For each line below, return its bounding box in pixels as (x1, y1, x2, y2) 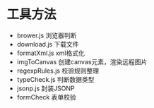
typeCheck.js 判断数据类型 (16, 75, 95, 83)
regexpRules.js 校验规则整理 (16, 66, 100, 75)
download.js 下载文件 (16, 40, 79, 48)
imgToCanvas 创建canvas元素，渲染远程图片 (16, 57, 148, 66)
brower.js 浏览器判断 (16, 31, 77, 40)
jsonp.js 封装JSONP (16, 84, 75, 92)
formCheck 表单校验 (16, 92, 77, 101)
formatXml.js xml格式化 (16, 49, 85, 57)
